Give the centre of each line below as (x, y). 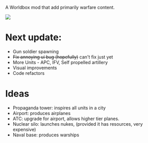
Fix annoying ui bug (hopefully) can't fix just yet (63, 57)
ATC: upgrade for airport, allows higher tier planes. (66, 119)
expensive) (24, 129)
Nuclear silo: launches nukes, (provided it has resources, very (78, 124)
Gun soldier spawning (36, 51)
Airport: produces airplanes (42, 113)
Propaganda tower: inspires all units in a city (59, 108)
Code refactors (29, 73)
